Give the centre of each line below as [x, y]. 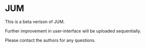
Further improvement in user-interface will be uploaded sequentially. [73, 31]
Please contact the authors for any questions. [50, 40]
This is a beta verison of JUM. [35, 22]
